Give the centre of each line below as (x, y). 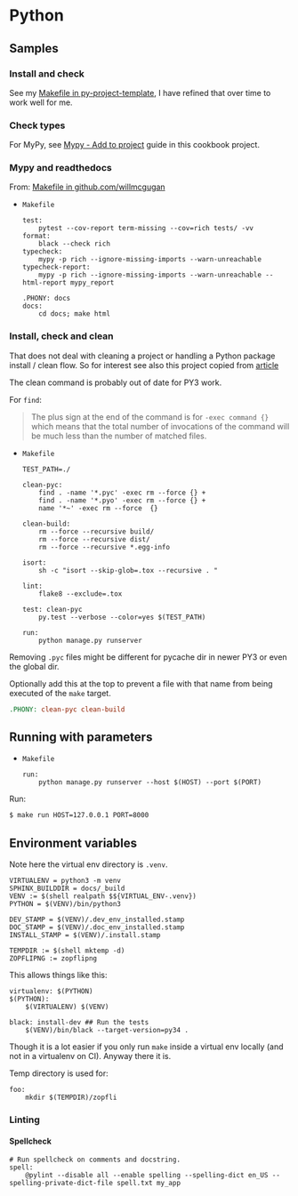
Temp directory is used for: (59, 1073)
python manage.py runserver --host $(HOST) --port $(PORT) (150, 783)
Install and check (47, 74)
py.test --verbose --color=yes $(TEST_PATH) (122, 617)
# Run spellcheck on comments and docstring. (95, 1160)
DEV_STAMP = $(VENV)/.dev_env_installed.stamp (97, 920)
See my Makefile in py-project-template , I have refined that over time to (140, 92)
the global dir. (34, 666)
